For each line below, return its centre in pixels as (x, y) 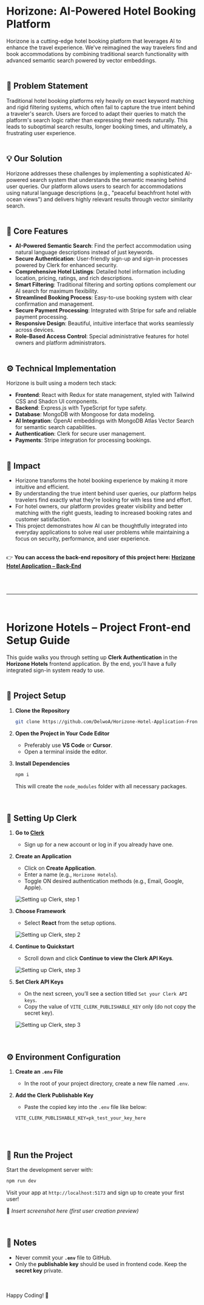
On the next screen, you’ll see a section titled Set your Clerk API (106, 994)
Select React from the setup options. (70, 923)
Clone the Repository (42, 710)
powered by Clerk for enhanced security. (66, 265)
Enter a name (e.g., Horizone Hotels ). (71, 875)
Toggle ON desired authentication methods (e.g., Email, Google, (104, 881)
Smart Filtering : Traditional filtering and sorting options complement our (105, 285)
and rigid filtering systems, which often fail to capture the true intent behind (101, 107)
